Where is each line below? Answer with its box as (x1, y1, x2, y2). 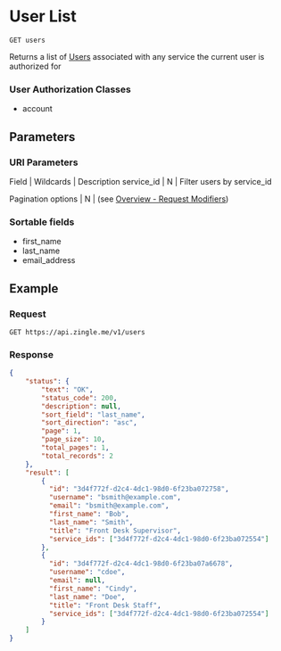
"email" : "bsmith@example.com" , (48, 501, 169, 510)
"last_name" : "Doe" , (48, 592, 126, 601)
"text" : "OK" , (41, 385, 94, 394)
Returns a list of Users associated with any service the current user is (9, 51, 265, 62)
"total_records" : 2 (41, 451, 114, 460)
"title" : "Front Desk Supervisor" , (48, 526, 181, 535)
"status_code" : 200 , (41, 393, 118, 402)
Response (9, 348, 54, 360)
